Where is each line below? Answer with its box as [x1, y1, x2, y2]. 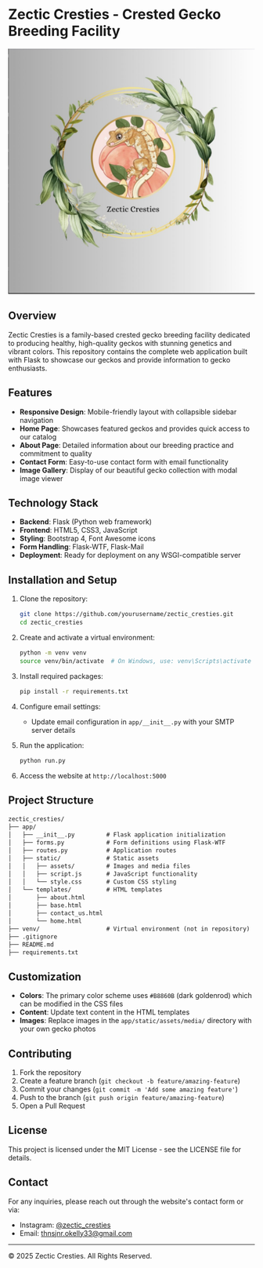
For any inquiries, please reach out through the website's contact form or [8, 1197, 244, 1206]
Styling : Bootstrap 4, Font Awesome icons [19, 534, 157, 543]
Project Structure [8, 793, 94, 807]
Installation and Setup [8, 573, 117, 586]
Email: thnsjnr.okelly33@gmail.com [19, 1228, 133, 1237]
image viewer [19, 473, 63, 483]
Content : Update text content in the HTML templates [19, 1007, 190, 1017]
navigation [19, 415, 54, 424]
